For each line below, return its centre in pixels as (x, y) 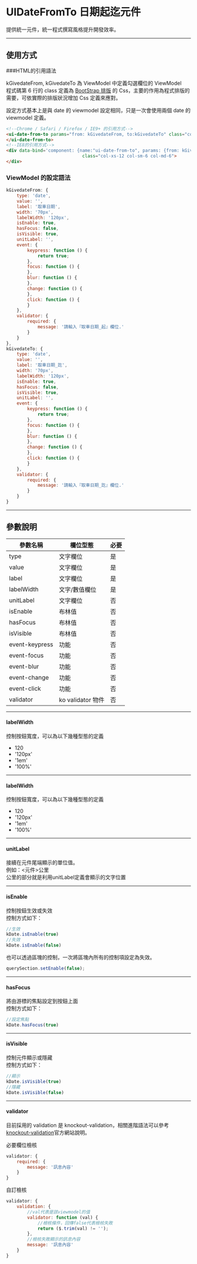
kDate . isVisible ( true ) (34, 1081)
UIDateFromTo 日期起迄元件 (74, 12)
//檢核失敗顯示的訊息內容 (54, 1239)
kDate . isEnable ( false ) (34, 945)
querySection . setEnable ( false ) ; (45, 969)
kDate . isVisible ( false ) (35, 1092)
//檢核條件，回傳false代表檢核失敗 (75, 1223)
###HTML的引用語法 (31, 71)
